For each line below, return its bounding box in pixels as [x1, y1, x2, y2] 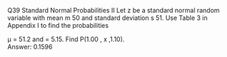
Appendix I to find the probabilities [7, 21, 109, 29]
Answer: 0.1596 [7, 43, 53, 51]
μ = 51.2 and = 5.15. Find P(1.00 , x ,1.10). [7, 35, 125, 43]
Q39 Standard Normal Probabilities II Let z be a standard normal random [7, 6, 220, 14]
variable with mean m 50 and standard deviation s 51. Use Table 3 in [7, 14, 208, 22]
